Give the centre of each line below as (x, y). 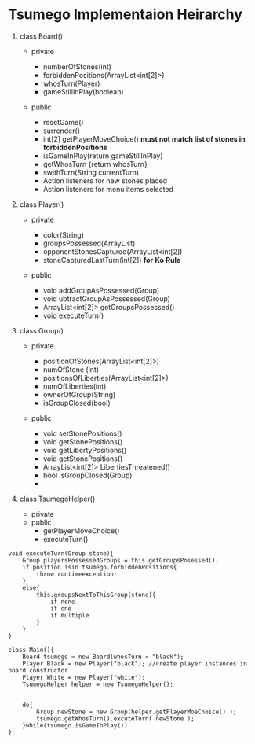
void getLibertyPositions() (85, 450)
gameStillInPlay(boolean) (83, 91)
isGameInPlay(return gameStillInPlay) (103, 156)
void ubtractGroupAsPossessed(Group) (107, 298)
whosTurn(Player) (71, 83)
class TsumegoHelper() (57, 499)
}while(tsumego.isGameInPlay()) (75, 725)
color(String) (64, 234)
